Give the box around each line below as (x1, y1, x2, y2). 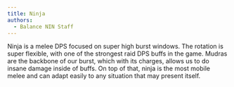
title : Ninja (7, 10, 46, 17)
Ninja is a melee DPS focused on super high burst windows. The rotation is (7, 42, 223, 51)
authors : (7, 17, 33, 24)
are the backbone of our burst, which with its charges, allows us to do (7, 57, 209, 65)
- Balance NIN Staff (13, 23, 74, 30)
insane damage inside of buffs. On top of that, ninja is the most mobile (7, 64, 211, 73)
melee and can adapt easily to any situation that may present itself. (7, 72, 201, 80)
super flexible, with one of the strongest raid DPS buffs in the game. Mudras (7, 49, 228, 58)
